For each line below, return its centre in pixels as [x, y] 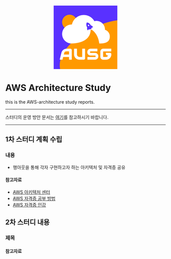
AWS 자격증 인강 [29, 205]
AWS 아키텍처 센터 [31, 192]
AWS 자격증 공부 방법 [34, 198]
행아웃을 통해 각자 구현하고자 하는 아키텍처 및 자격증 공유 [69, 167]
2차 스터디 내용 [27, 222]
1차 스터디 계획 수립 [34, 139]
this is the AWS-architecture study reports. [50, 102]
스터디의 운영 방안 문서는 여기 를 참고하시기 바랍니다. [57, 117]
